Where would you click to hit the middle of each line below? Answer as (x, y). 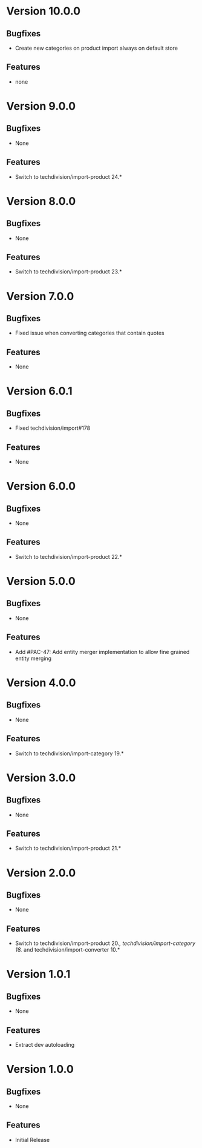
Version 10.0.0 (43, 11)
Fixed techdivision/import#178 (53, 428)
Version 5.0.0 (41, 582)
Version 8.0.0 (41, 201)
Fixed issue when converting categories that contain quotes (90, 333)
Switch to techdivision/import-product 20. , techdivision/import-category (105, 943)
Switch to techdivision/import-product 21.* (68, 848)
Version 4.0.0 (41, 682)
